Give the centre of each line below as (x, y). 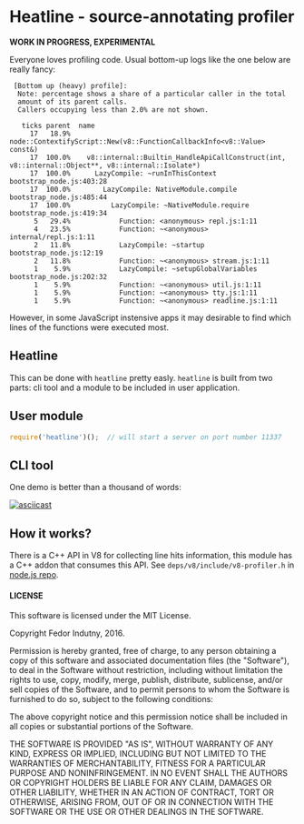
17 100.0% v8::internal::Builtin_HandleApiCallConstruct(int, (157, 157)
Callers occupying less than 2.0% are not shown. (113, 110)
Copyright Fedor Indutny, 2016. (67, 633)
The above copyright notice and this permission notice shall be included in (148, 717)
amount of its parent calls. (73, 102)
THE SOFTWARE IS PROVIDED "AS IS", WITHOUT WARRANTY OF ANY (142, 744)
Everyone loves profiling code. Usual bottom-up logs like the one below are (150, 59)
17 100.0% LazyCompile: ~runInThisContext (123, 173)
